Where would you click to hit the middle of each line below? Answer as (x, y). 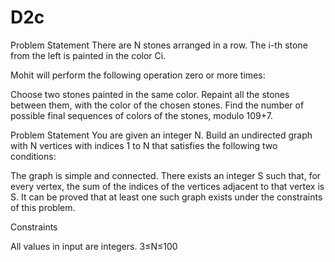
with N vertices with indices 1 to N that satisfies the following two (144, 145)
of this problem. (43, 207)
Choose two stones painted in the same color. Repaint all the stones (150, 94)
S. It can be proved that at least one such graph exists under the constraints (166, 197)
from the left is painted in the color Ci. (88, 55)
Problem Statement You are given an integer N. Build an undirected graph (161, 135)
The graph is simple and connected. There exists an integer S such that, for (166, 175)
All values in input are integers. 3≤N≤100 (94, 246)
